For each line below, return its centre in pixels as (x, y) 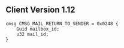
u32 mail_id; (33, 34)
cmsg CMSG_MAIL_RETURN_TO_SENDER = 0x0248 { (62, 23)
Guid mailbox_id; (38, 29)
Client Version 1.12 (40, 10)
